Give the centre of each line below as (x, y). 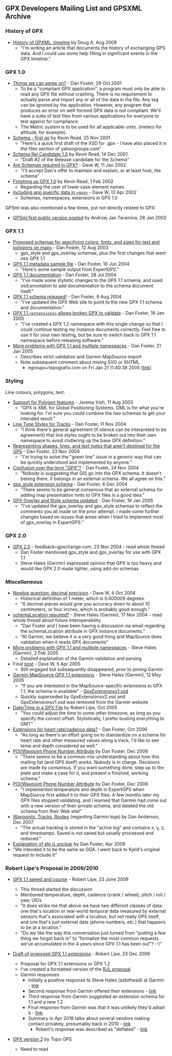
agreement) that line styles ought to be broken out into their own (88, 435)
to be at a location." (41, 928)
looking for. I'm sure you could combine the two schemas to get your (93, 413)
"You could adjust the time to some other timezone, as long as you (90, 713)
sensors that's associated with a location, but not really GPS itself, (90, 917)
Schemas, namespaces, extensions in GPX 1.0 (69, 198)
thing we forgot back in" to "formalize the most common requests (89, 938)
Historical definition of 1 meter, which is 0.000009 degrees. (83, 598)
